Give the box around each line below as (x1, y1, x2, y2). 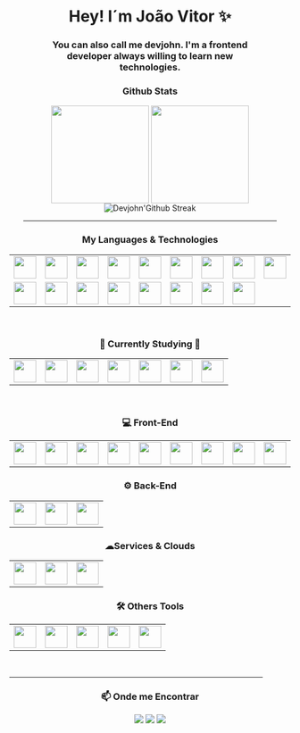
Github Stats (121, 85, 179, 97)
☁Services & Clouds (104, 539, 196, 552)
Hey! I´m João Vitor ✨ (68, 6, 232, 27)
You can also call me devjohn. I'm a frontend (52, 38, 248, 51)
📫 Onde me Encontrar (101, 690, 199, 703)
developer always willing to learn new (66, 50, 234, 62)
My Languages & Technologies (81, 234, 219, 246)
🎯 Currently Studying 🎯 (99, 337, 201, 350)
